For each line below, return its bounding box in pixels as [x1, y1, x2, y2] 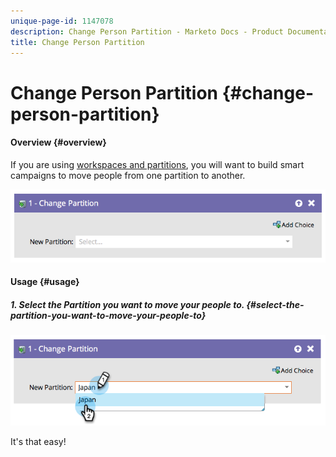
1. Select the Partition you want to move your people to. [10, 299, 245, 311]
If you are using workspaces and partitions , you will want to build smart [10, 158, 305, 170]
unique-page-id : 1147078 [10, 16, 114, 26]
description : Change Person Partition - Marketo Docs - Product [10, 26, 284, 37]
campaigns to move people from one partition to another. [10, 169, 246, 181]
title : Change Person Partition [10, 37, 145, 47]
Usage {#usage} [10, 276, 80, 288]
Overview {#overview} [10, 136, 107, 149]
